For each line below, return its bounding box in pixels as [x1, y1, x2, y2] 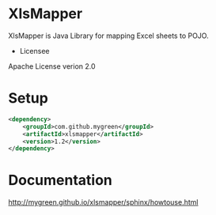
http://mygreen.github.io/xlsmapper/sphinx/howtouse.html [8, 198, 199, 207]
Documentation [8, 172, 113, 190]
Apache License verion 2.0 [8, 61, 97, 71]
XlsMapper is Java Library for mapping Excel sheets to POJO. [8, 31, 209, 40]
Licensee [19, 46, 50, 55]
